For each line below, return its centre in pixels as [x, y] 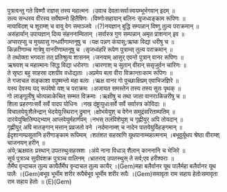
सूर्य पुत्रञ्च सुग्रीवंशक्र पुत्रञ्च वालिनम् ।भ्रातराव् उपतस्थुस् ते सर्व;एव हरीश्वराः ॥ [91, 158]
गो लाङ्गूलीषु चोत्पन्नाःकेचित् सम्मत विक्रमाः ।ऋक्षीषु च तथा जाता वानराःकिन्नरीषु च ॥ [96, 96]
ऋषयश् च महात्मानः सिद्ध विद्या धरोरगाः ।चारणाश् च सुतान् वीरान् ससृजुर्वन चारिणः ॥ [97, 65]
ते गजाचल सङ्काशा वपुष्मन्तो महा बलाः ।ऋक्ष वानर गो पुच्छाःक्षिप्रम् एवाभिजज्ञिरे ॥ [93, 80]
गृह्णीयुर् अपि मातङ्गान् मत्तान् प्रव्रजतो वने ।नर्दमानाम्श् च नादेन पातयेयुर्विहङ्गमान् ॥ [95, 127]
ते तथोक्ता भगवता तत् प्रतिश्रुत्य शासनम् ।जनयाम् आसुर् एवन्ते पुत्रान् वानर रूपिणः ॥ [96, 57]
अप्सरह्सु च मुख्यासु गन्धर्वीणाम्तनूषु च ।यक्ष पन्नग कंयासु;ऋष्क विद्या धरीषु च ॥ [91, 42]
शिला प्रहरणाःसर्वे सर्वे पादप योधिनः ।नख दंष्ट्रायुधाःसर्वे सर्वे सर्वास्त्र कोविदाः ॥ [87, 104]
